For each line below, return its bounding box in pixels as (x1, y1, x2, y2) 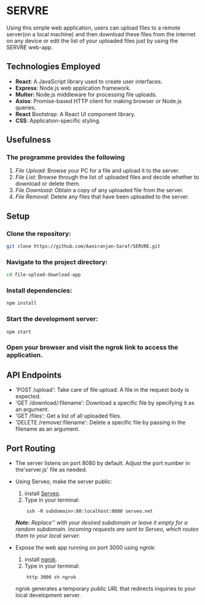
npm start (6, 329, 32, 335)
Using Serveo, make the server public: (15, 478, 112, 485)
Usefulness (6, 135, 51, 145)
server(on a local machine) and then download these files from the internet (6, 30, 196, 37)
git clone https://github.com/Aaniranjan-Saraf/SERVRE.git (6, 243, 161, 249)
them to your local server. (15, 532, 80, 539)
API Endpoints (6, 370, 62, 380)
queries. (15, 104, 37, 111)
